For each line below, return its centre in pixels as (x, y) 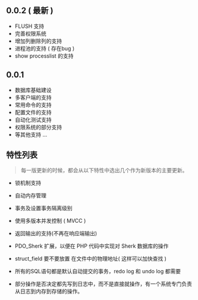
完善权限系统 (30, 33)
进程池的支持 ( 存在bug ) (45, 48)
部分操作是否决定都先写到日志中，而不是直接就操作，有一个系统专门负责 (103, 284)
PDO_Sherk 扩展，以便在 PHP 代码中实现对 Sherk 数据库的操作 (92, 246)
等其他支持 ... (31, 134)
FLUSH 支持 (29, 26)
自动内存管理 (30, 195)
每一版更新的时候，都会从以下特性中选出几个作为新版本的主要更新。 (104, 170)
